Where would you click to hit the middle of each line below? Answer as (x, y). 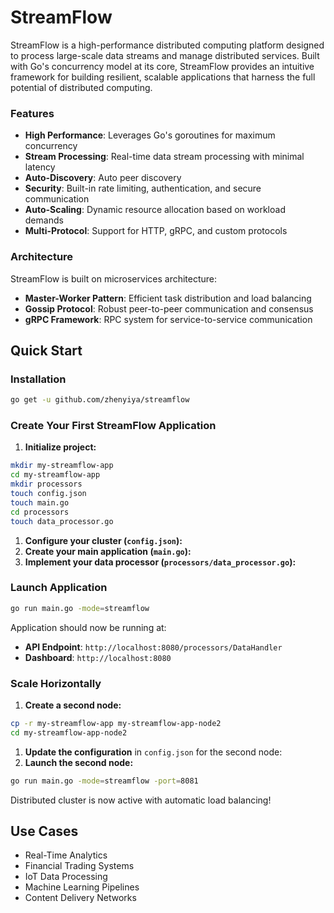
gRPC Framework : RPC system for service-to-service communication (168, 319)
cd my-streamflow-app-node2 (69, 732)
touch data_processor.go (62, 521)
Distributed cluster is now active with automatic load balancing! (141, 800)
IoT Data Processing (66, 877)
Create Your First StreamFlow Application (113, 426)
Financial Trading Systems (79, 866)
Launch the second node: (79, 762)
